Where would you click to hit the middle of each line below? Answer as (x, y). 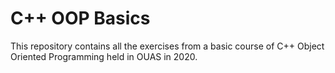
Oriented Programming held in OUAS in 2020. (104, 56)
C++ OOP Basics (80, 18)
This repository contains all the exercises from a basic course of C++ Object (167, 46)
